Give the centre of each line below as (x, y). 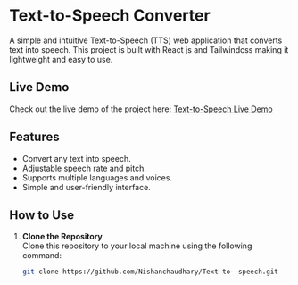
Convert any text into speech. (76, 158)
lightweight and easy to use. (61, 59)
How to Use (42, 215)
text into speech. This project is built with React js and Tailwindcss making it (149, 49)
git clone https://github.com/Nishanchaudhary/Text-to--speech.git (150, 272)
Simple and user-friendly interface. (87, 187)
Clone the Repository (62, 237)
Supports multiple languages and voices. (97, 177)
